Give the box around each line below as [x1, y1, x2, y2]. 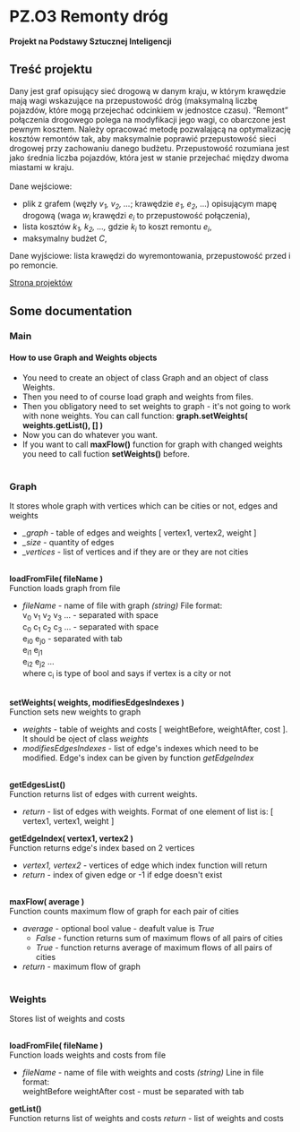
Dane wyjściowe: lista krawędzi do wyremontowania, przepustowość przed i [9, 251, 291, 262]
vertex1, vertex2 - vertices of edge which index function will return [21, 860, 268, 870]
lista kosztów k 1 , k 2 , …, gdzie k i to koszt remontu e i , [21, 221, 212, 235]
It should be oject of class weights [21, 733, 150, 744]
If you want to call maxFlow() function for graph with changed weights [21, 439, 284, 450]
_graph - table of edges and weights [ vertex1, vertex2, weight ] [21, 527, 257, 538]
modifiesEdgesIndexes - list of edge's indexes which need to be [21, 742, 259, 753]
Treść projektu [9, 62, 92, 77]
